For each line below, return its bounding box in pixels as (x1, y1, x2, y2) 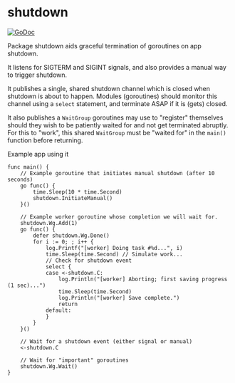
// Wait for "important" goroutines (20, 357, 130, 364)
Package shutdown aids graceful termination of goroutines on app (7, 41, 202, 50)
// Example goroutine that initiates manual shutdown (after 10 (20, 169, 215, 177)
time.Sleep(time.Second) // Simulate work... (45, 251, 183, 258)
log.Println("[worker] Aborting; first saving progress (58, 276, 228, 283)
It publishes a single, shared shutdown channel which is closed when (7, 84, 211, 93)
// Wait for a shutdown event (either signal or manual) (20, 337, 193, 345)
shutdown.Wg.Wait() (20, 362, 78, 370)
